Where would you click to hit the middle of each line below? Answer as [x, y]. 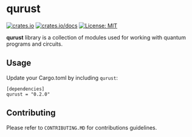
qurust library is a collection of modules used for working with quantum [96, 37]
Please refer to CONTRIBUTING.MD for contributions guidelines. [82, 127]
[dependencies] [26, 89]
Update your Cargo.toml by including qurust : [62, 77]
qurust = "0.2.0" [28, 94]
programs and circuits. [34, 44]
